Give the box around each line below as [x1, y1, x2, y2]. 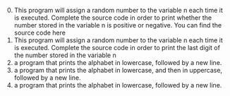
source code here [13, 28, 66, 37]
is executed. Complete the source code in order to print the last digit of [13, 44, 221, 52]
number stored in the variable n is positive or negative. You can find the [13, 21, 222, 29]
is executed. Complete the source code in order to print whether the [13, 13, 212, 22]
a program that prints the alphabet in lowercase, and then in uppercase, [13, 66, 223, 74]
